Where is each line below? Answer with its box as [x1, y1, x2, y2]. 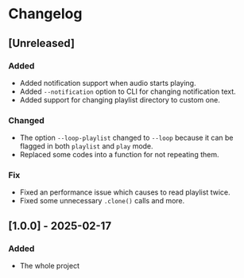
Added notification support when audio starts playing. [19, 78, 196, 87]
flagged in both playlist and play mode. [19, 141, 153, 151]
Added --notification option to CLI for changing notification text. [19, 87, 236, 96]
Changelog [8, 5, 83, 23]
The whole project [19, 261, 79, 271]
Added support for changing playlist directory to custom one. [19, 95, 220, 104]
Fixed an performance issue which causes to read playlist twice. [19, 187, 230, 197]
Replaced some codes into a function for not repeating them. [19, 150, 219, 160]
